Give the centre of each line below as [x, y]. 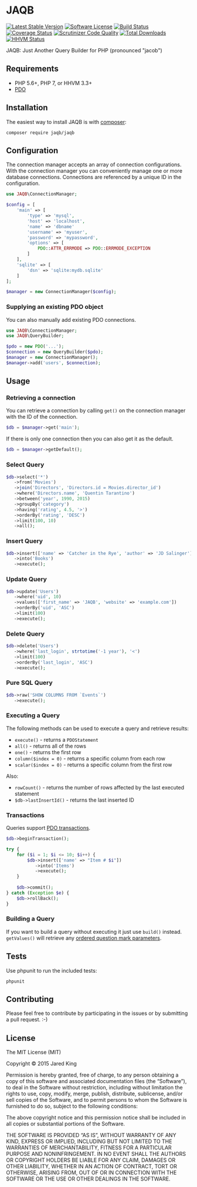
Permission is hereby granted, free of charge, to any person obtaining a [92, 1075]
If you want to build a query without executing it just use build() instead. [94, 932]
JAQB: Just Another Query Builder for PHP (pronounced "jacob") [84, 50]
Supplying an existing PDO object [55, 307]
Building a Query [30, 919]
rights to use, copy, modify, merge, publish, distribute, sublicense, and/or [94, 1094]
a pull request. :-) [27, 1020]
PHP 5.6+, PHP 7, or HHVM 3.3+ [53, 83]
